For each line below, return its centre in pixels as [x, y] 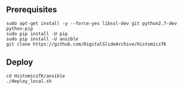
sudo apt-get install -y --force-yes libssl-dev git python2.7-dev [92, 23]
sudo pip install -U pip [37, 34]
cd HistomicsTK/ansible [36, 76]
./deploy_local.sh [29, 81]
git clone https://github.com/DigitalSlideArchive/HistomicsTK [86, 44]
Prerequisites [32, 10]
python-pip [20, 28]
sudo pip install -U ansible [42, 39]
